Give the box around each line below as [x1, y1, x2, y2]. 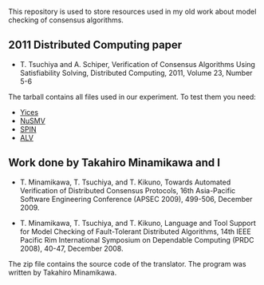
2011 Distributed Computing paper [8, 38, 183, 52]
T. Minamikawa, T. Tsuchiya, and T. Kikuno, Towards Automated [19, 177, 231, 187]
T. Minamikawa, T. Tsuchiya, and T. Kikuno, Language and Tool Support [19, 218, 257, 228]
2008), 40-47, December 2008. [19, 243, 124, 253]
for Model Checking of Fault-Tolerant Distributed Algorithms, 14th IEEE [19, 227, 251, 236]
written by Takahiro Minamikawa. [8, 267, 117, 277]
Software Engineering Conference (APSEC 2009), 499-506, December [19, 194, 253, 204]
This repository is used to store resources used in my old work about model [8, 7, 257, 16]
